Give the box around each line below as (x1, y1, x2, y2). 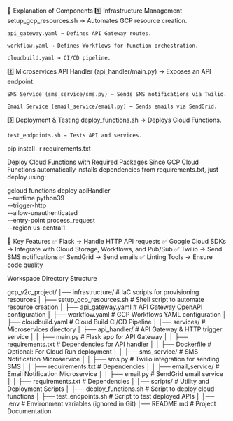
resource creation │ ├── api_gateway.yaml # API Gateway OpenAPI (7, 303, 203, 311)
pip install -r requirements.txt (7, 144, 91, 153)
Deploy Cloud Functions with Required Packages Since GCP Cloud (7, 158, 199, 166)
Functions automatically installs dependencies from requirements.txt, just (7, 165, 219, 174)
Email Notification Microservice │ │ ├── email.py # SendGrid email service (7, 370, 224, 378)
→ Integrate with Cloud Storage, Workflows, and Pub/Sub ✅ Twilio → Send (7, 245, 223, 253)
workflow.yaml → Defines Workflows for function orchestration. (7, 42, 199, 49)
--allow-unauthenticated (7, 209, 78, 216)
